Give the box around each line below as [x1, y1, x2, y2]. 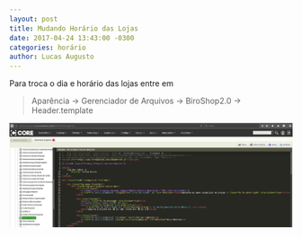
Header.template [31, 105, 93, 116]
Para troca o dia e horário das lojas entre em [9, 78, 173, 89]
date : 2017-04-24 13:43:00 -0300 [9, 33, 135, 42]
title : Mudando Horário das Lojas [9, 23, 139, 33]
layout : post [9, 14, 58, 23]
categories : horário [9, 43, 87, 52]
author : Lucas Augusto [9, 52, 94, 62]
